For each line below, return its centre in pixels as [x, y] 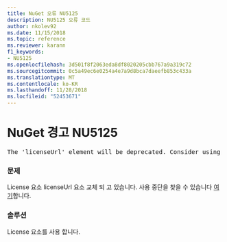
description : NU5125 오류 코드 [49, 20]
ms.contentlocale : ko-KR [43, 84]
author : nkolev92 [32, 26]
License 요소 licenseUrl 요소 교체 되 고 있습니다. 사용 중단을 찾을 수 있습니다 [110, 187]
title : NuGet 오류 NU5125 [43, 13]
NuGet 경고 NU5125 [62, 133]
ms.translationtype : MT [41, 77]
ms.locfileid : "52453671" [44, 97]
